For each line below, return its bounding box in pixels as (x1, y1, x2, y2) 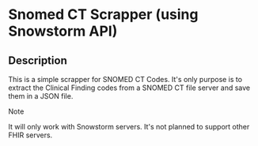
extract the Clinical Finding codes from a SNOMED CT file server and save (8, 83, 251, 92)
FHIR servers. (8, 130, 53, 140)
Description (8, 54, 67, 67)
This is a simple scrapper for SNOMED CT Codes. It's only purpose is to (8, 75, 243, 84)
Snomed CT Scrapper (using (8, 6, 199, 24)
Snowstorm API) (8, 22, 118, 40)
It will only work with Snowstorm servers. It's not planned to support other (8, 122, 250, 131)
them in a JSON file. (8, 92, 74, 100)
